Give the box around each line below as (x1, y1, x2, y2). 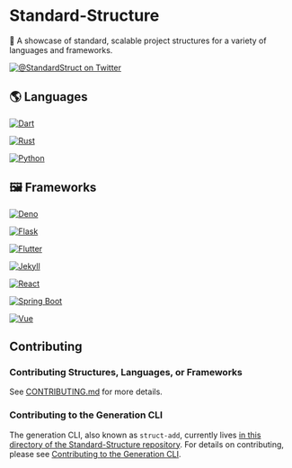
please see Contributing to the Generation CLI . (9, 448, 181, 459)
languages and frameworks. (9, 44, 113, 55)
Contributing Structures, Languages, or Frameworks (9, 365, 243, 378)
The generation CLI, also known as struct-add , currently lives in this (9, 429, 261, 440)
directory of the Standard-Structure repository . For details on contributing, (9, 438, 285, 450)
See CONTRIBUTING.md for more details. (9, 386, 164, 397)
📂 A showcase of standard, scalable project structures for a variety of (9, 35, 267, 46)
